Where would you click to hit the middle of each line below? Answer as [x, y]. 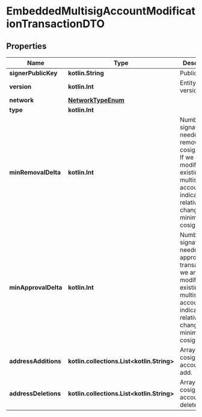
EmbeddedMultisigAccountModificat [101, 11]
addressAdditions [35, 361]
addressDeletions [35, 394]
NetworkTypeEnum [96, 100]
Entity [188, 83]
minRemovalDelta [35, 172]
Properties [26, 46]
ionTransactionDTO [56, 24]
